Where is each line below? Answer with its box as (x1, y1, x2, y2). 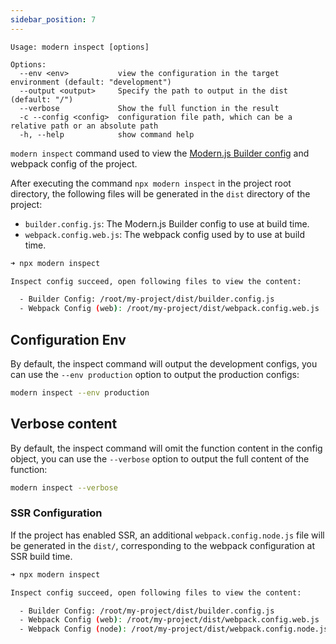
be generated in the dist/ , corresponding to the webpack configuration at (10, 539, 316, 551)
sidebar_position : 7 (10, 14, 97, 25)
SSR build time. (10, 550, 73, 562)
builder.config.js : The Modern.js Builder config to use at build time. (24, 217, 310, 230)
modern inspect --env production (10, 387, 150, 398)
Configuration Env (10, 331, 127, 348)
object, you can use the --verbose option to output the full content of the (10, 452, 310, 465)
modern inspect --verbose (10, 482, 118, 493)
